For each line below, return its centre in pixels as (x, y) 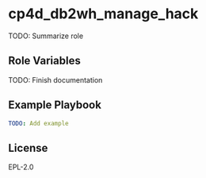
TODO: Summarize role (46, 36)
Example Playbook (55, 105)
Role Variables (44, 61)
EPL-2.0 (21, 167)
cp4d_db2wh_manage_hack (103, 14)
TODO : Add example (38, 123)
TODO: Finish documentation (55, 79)
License (28, 148)
